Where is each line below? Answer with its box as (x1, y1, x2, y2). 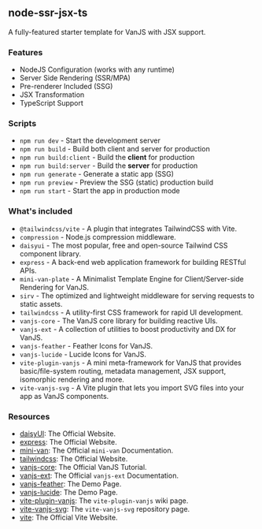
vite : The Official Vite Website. (19, 512, 118, 522)
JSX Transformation (19, 90, 85, 99)
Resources (8, 411, 50, 422)
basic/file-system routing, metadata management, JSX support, (19, 366, 227, 375)
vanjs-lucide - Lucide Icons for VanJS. (19, 349, 147, 359)
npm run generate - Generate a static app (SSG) (19, 170, 175, 179)
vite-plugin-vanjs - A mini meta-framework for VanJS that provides (19, 358, 242, 367)
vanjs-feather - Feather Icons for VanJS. (19, 341, 153, 350)
